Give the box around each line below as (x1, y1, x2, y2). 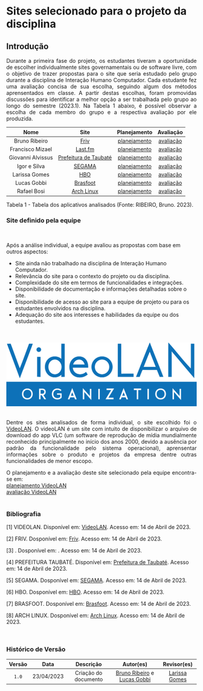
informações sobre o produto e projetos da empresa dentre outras (6, 450, 197, 458)
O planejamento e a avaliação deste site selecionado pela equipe (6, 469, 171, 476)
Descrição (75, 660, 102, 667)
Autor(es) (122, 660, 148, 667)
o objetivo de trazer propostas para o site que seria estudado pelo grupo (6, 70, 197, 77)
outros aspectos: (6, 248, 48, 255)
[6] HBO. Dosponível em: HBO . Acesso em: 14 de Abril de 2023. (6, 588, 165, 596)
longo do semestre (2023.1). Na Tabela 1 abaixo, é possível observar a (6, 102, 197, 109)
